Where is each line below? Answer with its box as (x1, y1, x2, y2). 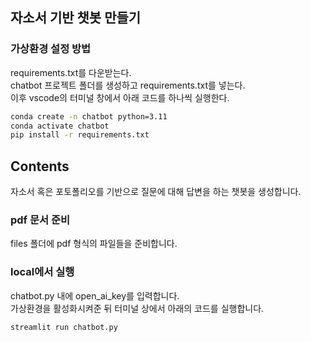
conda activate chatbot (10, 121, 110, 131)
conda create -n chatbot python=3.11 (10, 111, 168, 122)
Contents (10, 158, 70, 175)
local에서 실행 (10, 265, 75, 279)
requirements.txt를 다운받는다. (10, 66, 132, 78)
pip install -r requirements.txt (10, 130, 150, 140)
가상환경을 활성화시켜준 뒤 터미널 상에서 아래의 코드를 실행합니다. (10, 302, 265, 314)
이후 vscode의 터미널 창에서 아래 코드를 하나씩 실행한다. (10, 91, 230, 103)
